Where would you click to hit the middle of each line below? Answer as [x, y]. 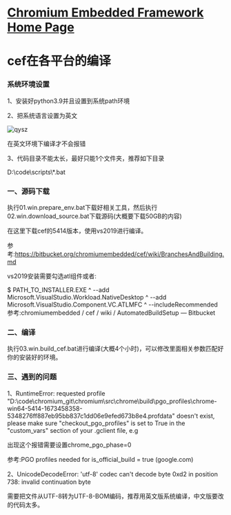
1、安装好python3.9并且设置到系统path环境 [68, 101]
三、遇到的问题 [32, 377]
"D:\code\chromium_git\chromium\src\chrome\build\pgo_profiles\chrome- [112, 401]
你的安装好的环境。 [34, 358]
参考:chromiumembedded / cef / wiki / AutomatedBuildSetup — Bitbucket [111, 313]
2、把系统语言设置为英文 [42, 115]
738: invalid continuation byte [49, 482]
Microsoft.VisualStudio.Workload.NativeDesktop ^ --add [87, 297]
